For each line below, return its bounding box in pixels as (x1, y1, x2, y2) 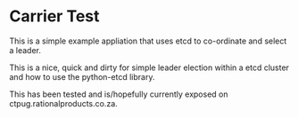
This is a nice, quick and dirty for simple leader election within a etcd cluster (9, 62, 290, 73)
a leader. (9, 44, 42, 55)
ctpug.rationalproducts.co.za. (9, 98, 118, 108)
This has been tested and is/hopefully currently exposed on (9, 89, 228, 99)
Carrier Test (9, 6, 100, 27)
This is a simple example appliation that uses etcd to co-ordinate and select (9, 35, 287, 46)
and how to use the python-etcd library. (9, 71, 155, 82)
